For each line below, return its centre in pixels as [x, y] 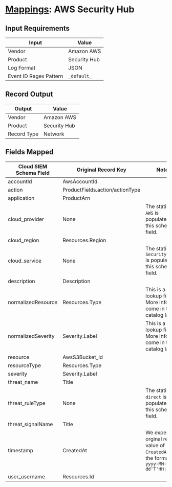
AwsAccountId [80, 181]
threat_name [23, 382]
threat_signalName [30, 424]
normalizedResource [33, 302]
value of [155, 445]
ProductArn [76, 198]
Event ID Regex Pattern [36, 76]
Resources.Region [84, 240]
